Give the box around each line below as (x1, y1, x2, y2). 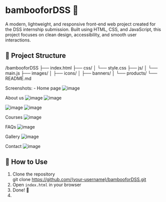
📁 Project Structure (5, 51, 66, 60)
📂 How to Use (5, 157, 48, 166)
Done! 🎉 (12, 187, 29, 193)
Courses (5, 114, 23, 120)
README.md (5, 75, 32, 81)
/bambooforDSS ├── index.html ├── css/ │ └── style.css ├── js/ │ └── (5, 64, 158, 70)
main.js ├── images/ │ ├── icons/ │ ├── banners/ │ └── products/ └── (5, 70, 157, 76)
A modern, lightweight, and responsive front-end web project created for (5, 21, 156, 27)
